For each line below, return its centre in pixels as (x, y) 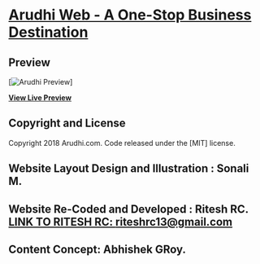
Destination (48, 32)
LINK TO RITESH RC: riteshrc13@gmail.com (121, 222)
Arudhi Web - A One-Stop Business (130, 15)
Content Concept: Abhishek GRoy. (97, 249)
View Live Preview (40, 98)
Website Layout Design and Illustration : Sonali (129, 169)
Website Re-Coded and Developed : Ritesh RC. (129, 209)
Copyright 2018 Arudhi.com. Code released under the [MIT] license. (122, 143)
